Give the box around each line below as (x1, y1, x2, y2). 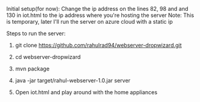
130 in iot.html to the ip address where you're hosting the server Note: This (6, 12, 195, 19)
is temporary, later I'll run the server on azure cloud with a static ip (6, 18, 173, 25)
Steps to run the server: (6, 30, 66, 37)
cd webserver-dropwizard (15, 53, 81, 60)
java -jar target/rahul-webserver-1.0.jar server (15, 77, 131, 84)
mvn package (15, 65, 50, 72)
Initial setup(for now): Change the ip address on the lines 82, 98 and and (6, 5, 188, 12)
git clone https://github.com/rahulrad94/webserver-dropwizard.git (15, 42, 182, 49)
